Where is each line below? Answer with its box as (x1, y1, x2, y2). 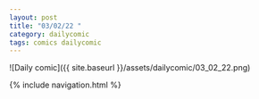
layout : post (9, 12, 58, 22)
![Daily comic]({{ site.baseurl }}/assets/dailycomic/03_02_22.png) (9, 62, 251, 73)
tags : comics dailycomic (9, 37, 102, 47)
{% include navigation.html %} (9, 79, 122, 90)
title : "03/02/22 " (9, 21, 82, 30)
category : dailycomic (9, 29, 90, 38)
